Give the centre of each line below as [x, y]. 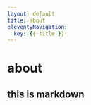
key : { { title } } [39, 33]
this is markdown [46, 94]
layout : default [31, 14]
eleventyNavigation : [38, 27]
